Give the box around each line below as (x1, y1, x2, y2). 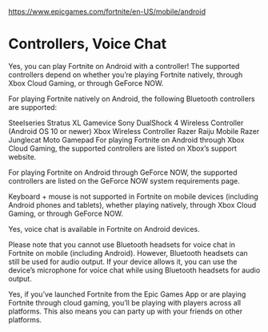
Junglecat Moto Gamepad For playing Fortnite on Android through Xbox (8, 135, 245, 144)
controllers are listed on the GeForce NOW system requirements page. (8, 176, 240, 185)
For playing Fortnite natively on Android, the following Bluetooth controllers (8, 94, 255, 103)
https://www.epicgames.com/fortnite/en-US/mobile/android (8, 7, 206, 16)
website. (8, 152, 37, 161)
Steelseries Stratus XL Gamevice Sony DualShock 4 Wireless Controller (8, 118, 244, 128)
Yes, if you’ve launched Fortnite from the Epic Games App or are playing (8, 289, 246, 299)
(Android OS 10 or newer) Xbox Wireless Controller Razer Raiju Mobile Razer (8, 126, 260, 136)
